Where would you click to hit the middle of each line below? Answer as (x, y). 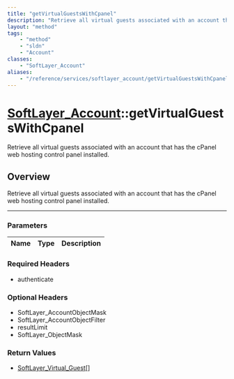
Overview (29, 176)
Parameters (27, 225)
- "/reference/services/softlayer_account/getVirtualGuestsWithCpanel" (126, 79)
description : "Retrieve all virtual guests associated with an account (113, 20)
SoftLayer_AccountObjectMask (62, 313)
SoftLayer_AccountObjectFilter (61, 320)
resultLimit (32, 327)
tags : (15, 33)
